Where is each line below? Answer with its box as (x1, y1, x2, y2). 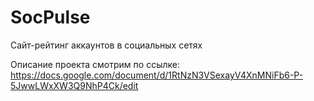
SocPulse (10, 6, 91, 29)
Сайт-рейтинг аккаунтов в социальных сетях (10, 39, 203, 51)
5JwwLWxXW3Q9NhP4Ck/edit (10, 79, 139, 91)
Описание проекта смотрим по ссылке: (10, 58, 180, 70)
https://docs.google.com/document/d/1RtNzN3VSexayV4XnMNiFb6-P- (10, 69, 304, 81)
